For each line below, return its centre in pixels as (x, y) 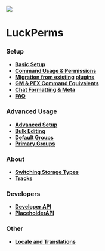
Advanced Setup (36, 125)
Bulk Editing (30, 131)
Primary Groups (35, 144)
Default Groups (34, 137)
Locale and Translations (45, 241)
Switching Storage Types (47, 172)
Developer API (33, 207)
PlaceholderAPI (35, 213)
